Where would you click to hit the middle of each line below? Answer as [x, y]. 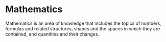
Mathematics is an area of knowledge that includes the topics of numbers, [84, 23]
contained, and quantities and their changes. [52, 34]
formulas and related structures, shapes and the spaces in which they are [83, 28]
